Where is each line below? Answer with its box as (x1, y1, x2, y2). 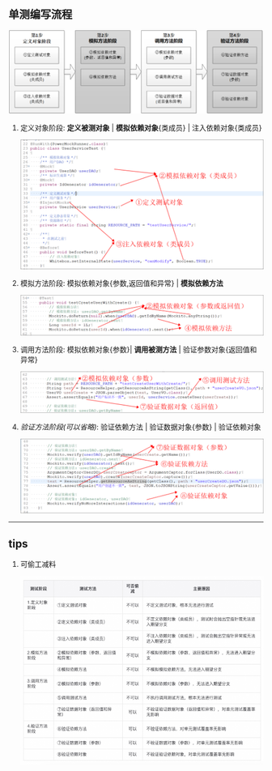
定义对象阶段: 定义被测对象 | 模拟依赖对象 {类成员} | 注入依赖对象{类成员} (19, 122, 262, 132)
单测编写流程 (8, 7, 73, 22)
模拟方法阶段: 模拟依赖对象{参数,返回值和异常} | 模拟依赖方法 (19, 278, 224, 288)
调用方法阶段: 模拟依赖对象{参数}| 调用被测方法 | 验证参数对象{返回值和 (19, 344, 257, 354)
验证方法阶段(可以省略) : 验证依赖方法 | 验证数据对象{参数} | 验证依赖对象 (19, 422, 261, 432)
